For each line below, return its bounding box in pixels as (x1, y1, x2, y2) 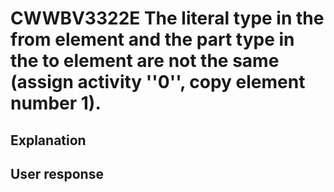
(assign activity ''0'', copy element (10, 71, 306, 94)
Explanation (10, 132, 87, 149)
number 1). (10, 92, 102, 115)
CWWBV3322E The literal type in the (10, 7, 325, 30)
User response (10, 165, 104, 182)
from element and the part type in (10, 28, 295, 51)
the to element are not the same (10, 50, 280, 72)
